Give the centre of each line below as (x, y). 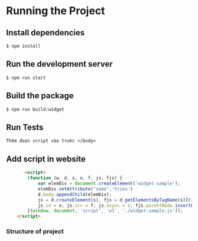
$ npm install (24, 46)
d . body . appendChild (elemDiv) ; (75, 194)
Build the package (40, 96)
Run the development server (60, 64)
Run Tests (25, 128)
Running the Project (56, 11)
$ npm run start (26, 78)
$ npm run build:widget (35, 109)
